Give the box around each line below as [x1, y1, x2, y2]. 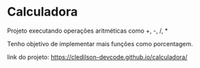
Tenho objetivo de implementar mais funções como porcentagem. [7, 39, 193, 48]
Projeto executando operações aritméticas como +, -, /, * [7, 27, 168, 35]
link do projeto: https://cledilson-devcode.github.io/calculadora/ [7, 52, 188, 61]
